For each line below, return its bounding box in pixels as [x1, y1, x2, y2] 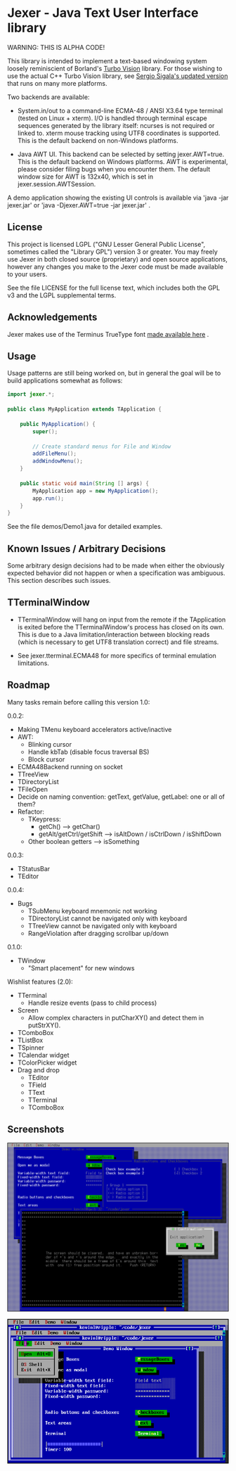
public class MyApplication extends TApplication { [7, 406, 162, 413]
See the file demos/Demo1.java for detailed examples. [7, 522, 163, 531]
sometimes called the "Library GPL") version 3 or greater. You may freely [7, 248, 218, 256]
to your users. [7, 269, 48, 278]
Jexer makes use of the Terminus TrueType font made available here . [7, 330, 209, 338]
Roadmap [7, 679, 51, 691]
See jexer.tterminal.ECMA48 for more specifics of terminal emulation [17, 651, 216, 660]
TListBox [17, 1036, 44, 1044]
